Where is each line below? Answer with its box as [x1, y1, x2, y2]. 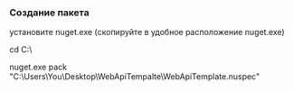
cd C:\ [9, 44, 33, 55]
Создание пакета [9, 6, 90, 19]
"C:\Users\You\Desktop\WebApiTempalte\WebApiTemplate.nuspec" [9, 71, 260, 82]
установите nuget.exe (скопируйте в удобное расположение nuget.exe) [9, 27, 285, 38]
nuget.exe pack [9, 61, 68, 73]
